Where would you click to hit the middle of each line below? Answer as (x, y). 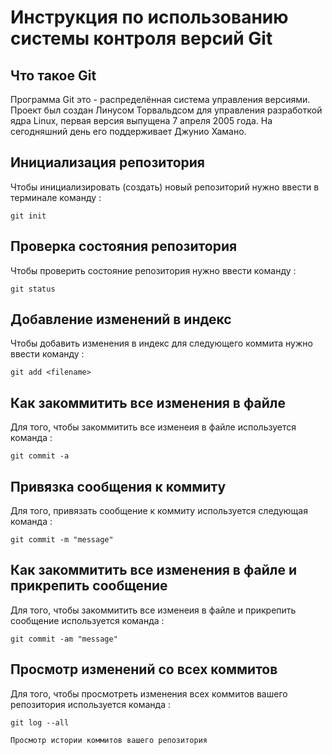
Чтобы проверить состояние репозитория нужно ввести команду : (153, 270)
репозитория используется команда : (90, 704)
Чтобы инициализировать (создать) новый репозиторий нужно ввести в (165, 187)
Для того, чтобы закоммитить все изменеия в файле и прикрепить (153, 610)
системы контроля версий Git (141, 38)
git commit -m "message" (62, 540)
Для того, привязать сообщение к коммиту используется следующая (159, 511)
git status (33, 289)
